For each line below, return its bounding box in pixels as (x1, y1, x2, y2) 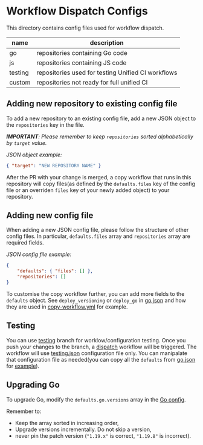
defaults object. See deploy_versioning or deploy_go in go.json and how (6, 296, 186, 304)
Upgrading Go (6, 380, 60, 390)
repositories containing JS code (36, 59, 127, 67)
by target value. (6, 139, 47, 146)
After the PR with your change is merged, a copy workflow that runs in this (6, 173, 192, 181)
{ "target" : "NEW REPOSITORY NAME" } (6, 162, 101, 168)
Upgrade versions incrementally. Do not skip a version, (14, 426, 152, 433)
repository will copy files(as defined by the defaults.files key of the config (6, 180, 195, 187)
